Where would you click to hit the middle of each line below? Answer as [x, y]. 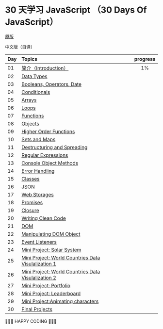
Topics [30, 59]
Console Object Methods [50, 163]
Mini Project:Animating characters [60, 301]
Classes [31, 179]
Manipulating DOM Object [51, 234]
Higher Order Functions [48, 132]
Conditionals [36, 92]
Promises [32, 202]
